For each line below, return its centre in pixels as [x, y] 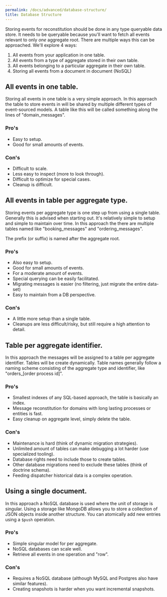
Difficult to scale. [30, 168]
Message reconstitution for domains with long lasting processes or [81, 408]
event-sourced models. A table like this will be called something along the [81, 110]
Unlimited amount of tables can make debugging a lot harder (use [80, 448]
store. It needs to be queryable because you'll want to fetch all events [77, 34]
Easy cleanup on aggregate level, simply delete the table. [72, 419]
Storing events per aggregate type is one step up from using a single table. [83, 212]
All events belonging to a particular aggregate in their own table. [79, 66]
